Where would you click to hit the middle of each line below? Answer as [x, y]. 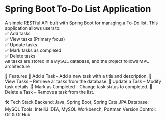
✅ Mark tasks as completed [33, 50]
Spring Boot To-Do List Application [78, 9]
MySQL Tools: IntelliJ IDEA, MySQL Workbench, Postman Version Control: [81, 109]
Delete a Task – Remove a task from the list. [50, 92]
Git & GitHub [18, 114]
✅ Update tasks [21, 44]
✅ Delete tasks [20, 56]
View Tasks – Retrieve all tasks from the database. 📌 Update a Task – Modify [83, 81]
